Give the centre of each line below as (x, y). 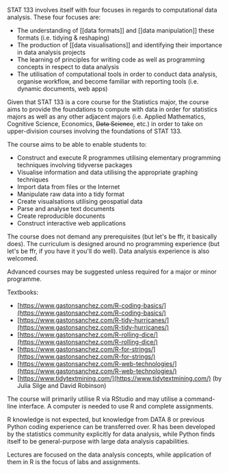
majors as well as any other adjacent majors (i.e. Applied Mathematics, (107, 117)
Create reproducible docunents (61, 216)
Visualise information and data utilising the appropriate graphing (107, 172)
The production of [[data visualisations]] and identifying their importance (120, 45)
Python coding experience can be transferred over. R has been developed (111, 427)
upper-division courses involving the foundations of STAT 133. (95, 131)
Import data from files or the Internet (68, 187)
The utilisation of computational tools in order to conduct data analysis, (117, 74)
